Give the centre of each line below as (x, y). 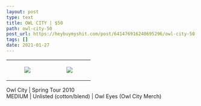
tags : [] (17, 40)
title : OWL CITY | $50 (35, 23)
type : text (20, 17)
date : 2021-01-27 (28, 46)
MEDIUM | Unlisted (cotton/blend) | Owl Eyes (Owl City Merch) (84, 96)
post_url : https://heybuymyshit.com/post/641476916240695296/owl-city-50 (101, 34)
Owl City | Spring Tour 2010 (41, 90)
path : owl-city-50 (29, 28)
